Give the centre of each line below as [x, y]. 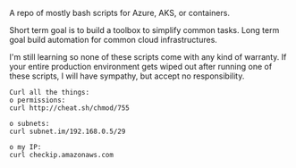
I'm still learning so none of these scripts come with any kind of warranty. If [148, 57]
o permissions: [38, 100]
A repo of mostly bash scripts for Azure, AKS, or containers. [120, 13]
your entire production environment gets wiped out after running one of [141, 67]
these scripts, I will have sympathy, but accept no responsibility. [127, 76]
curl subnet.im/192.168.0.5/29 [68, 131]
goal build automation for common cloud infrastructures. [113, 40]
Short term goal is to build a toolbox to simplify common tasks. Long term [144, 30]
